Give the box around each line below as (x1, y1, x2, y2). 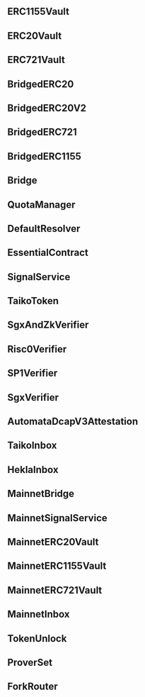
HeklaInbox (7, 464, 59, 476)
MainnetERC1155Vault (7, 560, 107, 572)
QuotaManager (7, 199, 76, 211)
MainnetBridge (7, 488, 75, 500)
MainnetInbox (7, 608, 70, 620)
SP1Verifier (7, 367, 58, 379)
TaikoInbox (7, 440, 57, 452)
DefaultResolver (7, 223, 81, 235)
